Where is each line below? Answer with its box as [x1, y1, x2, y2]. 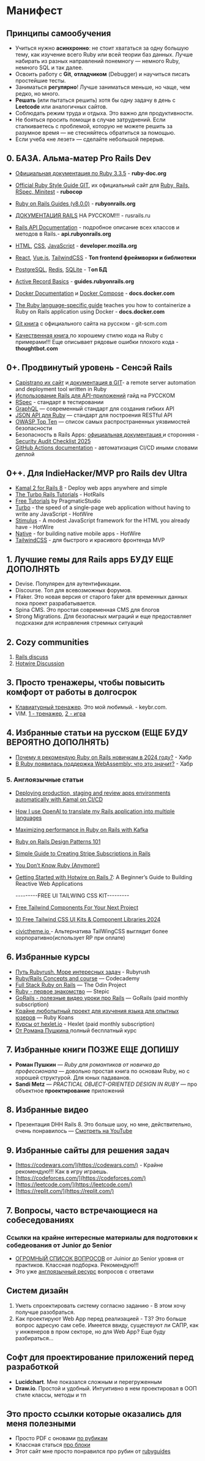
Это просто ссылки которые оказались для [6, 1408, 182, 1419]
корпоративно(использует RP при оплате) [15, 934, 125, 941]
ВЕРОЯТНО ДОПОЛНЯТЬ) [6, 737, 110, 748]
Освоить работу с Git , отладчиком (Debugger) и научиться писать [15, 71, 190, 77]
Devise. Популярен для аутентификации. [15, 580, 121, 587]
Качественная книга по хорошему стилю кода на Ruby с [15, 332, 163, 339]
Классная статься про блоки [15, 1441, 91, 1449]
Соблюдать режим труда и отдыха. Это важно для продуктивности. [15, 110, 194, 116]
